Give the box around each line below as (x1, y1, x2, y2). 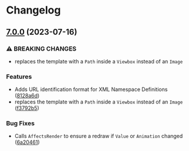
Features (6, 72, 32, 80)
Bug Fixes (6, 119, 35, 127)
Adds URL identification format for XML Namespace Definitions (14, 86, 168, 93)
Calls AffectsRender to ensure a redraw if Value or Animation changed (14, 133, 183, 140)
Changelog (6, 4, 61, 17)
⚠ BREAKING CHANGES (6, 45, 77, 53)
